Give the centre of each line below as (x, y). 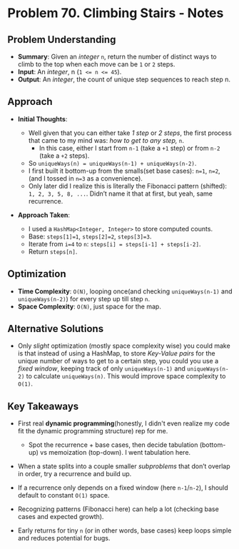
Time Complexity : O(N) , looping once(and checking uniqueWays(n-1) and (125, 291)
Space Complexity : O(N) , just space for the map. (90, 306)
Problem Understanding (62, 40)
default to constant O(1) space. (63, 495)
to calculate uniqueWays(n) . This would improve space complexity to (126, 376)
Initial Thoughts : (42, 119)
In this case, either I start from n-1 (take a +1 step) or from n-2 (129, 148)
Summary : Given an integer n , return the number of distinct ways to (117, 56)
